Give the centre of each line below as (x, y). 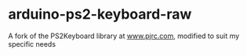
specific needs (32, 44)
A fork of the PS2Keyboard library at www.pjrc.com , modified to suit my (124, 36)
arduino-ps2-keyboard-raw (100, 14)
